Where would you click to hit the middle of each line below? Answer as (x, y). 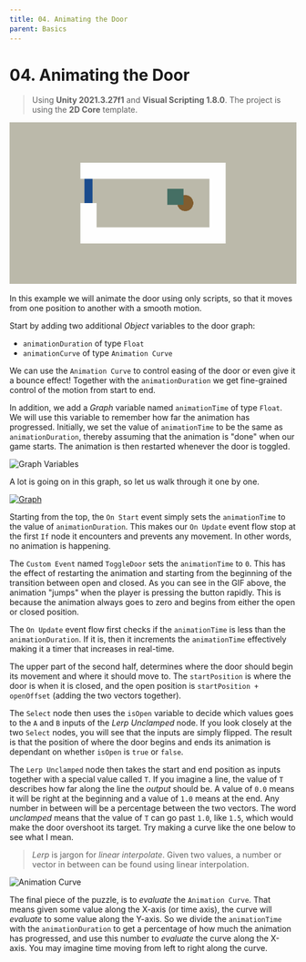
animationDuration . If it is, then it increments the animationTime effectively (148, 639)
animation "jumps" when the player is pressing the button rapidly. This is (145, 592)
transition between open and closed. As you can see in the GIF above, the (148, 582)
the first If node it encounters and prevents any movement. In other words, (151, 536)
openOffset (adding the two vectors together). (96, 695)
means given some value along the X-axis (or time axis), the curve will (141, 909)
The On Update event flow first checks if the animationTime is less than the (148, 629)
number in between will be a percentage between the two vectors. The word (153, 808)
